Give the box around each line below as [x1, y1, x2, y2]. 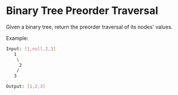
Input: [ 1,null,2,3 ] [6, 45, 57, 52]
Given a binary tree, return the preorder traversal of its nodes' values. [6, 23, 173, 30]
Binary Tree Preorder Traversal [6, 4, 159, 17]
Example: [6, 34, 29, 41]
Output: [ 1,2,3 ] [6, 83, 46, 90]
